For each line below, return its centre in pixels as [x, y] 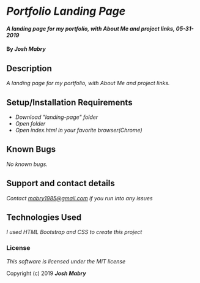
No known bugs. [27, 164]
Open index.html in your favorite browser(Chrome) [79, 130]
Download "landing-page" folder [57, 117]
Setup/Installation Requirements [69, 102]
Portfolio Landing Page [66, 11]
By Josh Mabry [26, 49]
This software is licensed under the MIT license [66, 261]
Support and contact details [61, 183]
